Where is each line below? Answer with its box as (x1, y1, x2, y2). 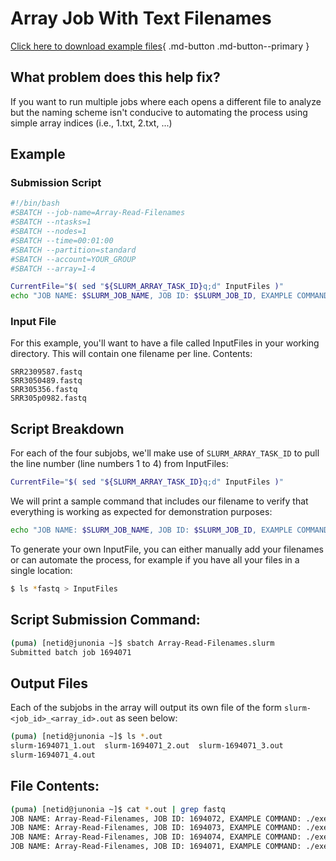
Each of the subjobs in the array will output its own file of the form (10, 702, 283, 714)
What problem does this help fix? (10, 69, 221, 86)
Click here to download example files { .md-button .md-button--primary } (10, 40, 310, 52)
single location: (10, 565, 73, 577)
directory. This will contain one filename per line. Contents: (10, 348, 253, 360)
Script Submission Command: (10, 612, 201, 629)
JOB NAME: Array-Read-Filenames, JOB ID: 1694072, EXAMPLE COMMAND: (10, 813, 302, 824)
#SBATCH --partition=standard (10, 245, 137, 255)
